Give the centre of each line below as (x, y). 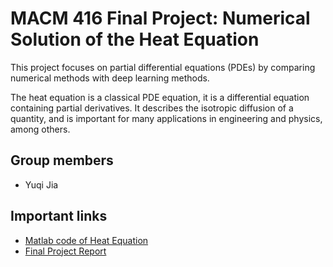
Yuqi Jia (41, 184)
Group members (62, 160)
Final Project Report (65, 251)
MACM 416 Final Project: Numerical (160, 18)
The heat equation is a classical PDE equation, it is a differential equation (160, 97)
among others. (40, 129)
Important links (59, 216)
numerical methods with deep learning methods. (110, 78)
